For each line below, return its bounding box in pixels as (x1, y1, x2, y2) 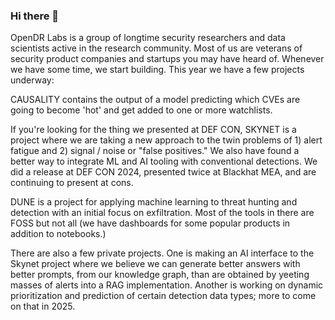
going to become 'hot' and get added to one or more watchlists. (10, 104, 273, 116)
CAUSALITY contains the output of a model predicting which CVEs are (10, 94, 301, 106)
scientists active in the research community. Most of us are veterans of (10, 42, 303, 54)
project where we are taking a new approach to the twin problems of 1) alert (10, 134, 323, 146)
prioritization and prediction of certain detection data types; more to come (10, 290, 317, 302)
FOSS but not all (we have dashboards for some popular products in (10, 217, 291, 229)
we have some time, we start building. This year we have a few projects (10, 64, 305, 76)
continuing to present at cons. (10, 177, 134, 189)
